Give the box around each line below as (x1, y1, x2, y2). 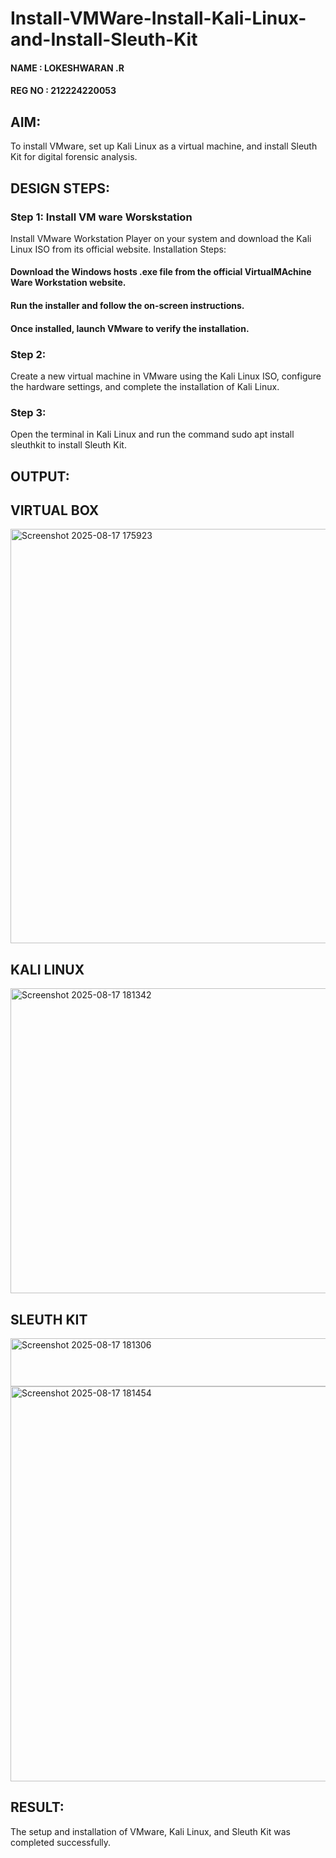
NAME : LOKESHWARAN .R (10, 62, 125, 74)
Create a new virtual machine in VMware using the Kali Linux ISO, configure (10, 370, 322, 382)
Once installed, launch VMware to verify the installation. (10, 322, 250, 334)
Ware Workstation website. (10, 277, 127, 289)
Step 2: (10, 347, 47, 361)
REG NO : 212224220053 (10, 85, 117, 97)
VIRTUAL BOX (10, 502, 100, 519)
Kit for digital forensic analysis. (10, 151, 138, 163)
